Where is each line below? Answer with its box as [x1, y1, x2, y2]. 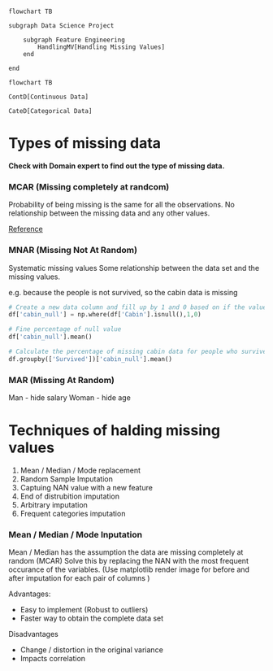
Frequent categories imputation [19, 509, 126, 519]
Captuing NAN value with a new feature [19, 483, 153, 493]
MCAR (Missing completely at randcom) [8, 181, 170, 192]
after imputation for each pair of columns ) [8, 573, 150, 583]
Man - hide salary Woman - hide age [8, 393, 132, 403]
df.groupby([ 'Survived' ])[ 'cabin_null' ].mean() [8, 355, 173, 363]
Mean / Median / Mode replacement [19, 465, 141, 476]
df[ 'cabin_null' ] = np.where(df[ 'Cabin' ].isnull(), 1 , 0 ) [8, 311, 201, 319]
